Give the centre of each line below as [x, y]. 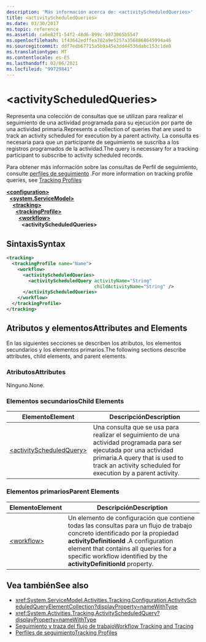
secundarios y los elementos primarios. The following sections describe [96, 349]
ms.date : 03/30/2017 [33, 23]
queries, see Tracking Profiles [44, 180]
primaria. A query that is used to [138, 458]
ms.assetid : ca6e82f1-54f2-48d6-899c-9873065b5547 [72, 35]
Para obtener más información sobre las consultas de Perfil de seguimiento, [102, 167]
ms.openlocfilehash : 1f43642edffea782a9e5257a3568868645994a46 [89, 40]
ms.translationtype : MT [37, 52]
